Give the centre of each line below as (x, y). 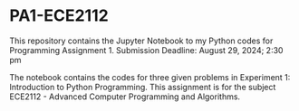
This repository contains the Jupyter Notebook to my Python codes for (141, 41)
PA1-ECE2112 (59, 16)
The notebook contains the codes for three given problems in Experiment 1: (150, 77)
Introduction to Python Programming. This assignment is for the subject (143, 87)
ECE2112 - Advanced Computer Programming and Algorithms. (125, 97)
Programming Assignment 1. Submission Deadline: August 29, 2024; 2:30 (146, 50)
